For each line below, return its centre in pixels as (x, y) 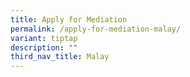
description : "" (44, 47)
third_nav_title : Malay (60, 57)
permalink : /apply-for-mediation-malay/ (96, 29)
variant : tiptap (44, 38)
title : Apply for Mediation (69, 19)
